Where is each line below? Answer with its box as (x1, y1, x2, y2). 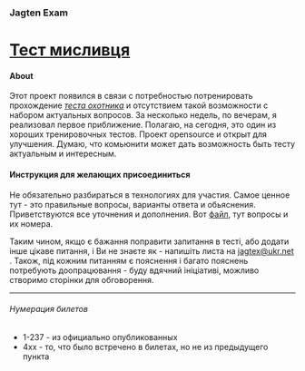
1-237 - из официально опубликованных (22, 331, 179, 342)
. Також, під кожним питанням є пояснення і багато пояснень (9, 255, 249, 266)
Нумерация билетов (9, 304, 89, 315)
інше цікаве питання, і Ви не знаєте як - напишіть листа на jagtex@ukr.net (9, 245, 295, 256)
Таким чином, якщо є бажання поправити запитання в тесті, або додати (9, 236, 290, 247)
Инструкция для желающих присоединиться (9, 169, 191, 180)
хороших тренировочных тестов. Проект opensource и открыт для (9, 129, 268, 140)
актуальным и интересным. (9, 148, 117, 160)
